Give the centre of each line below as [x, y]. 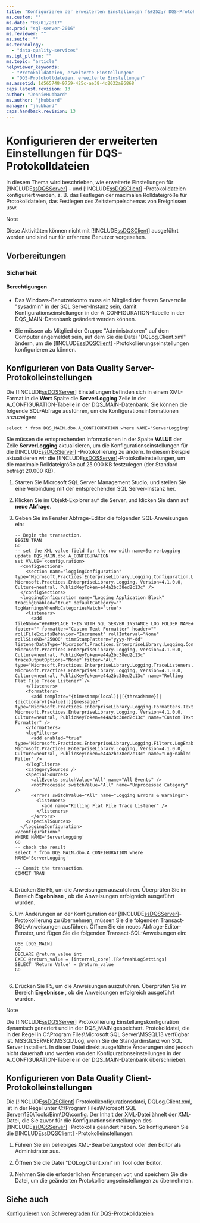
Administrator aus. [37, 1151]
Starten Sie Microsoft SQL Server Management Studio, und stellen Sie [100, 482]
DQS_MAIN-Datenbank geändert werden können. [75, 319]
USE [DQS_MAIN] [34, 943]
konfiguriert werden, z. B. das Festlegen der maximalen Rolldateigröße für [97, 195]
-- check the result [40, 847]
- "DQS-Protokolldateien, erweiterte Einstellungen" [78, 78]
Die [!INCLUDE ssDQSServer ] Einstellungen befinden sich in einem [87, 392]
